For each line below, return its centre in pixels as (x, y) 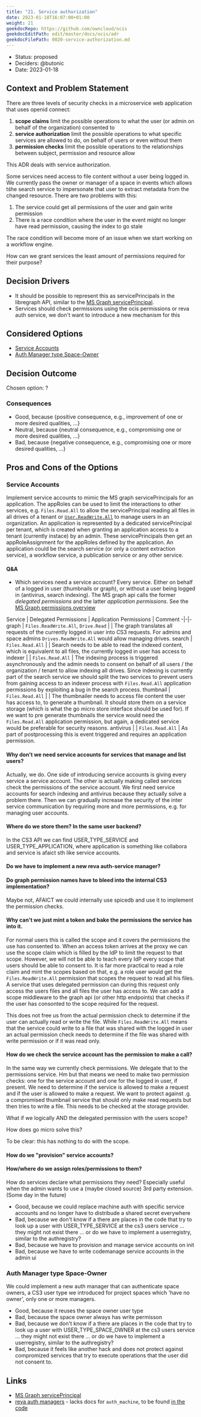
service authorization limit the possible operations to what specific (98, 133)
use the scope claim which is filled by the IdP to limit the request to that (94, 952)
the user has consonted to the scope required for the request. (82, 1003)
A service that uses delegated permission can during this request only (93, 984)
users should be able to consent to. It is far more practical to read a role (95, 965)
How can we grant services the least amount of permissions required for (96, 256)
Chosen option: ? (27, 388)
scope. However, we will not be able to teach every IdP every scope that (95, 959)
